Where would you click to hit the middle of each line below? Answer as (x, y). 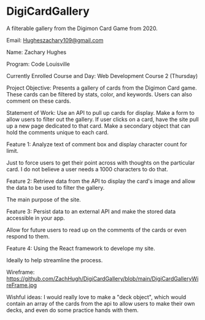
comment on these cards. (39, 101)
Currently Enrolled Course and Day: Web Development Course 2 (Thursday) (102, 76)
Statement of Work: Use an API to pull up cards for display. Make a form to (100, 112)
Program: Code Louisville (38, 64)
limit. (13, 150)
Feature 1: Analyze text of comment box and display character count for (97, 144)
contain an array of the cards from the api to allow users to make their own (101, 303)
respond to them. (28, 236)
